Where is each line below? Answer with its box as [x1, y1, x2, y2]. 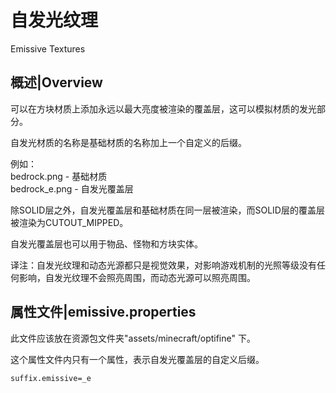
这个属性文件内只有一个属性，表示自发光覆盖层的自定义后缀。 [10, 353, 265, 365]
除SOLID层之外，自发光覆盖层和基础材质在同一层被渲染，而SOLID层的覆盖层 [10, 204, 325, 216]
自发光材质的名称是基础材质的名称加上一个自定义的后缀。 [10, 136, 247, 148]
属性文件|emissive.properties [10, 304, 197, 321]
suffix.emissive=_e [10, 373, 92, 383]
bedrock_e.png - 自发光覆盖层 [10, 182, 134, 195]
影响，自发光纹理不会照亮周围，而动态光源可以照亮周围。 [18, 271, 256, 283]
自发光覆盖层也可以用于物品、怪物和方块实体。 [10, 237, 203, 250]
